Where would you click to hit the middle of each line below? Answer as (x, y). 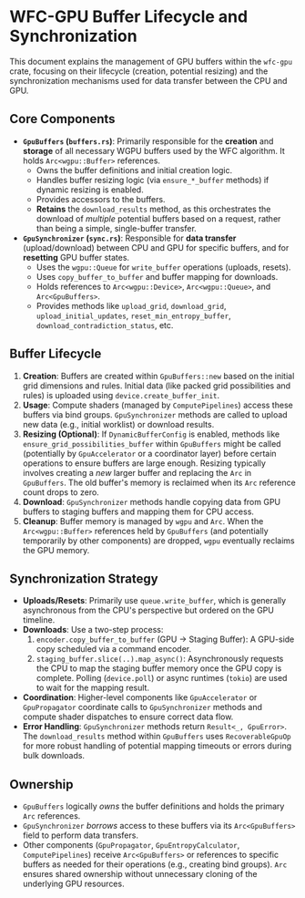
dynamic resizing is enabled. (90, 190)
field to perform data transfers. (81, 835)
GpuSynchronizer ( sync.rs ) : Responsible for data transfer (129, 238)
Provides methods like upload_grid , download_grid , (131, 305)
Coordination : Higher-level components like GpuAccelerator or (140, 697)
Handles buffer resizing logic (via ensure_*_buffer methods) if (152, 180)
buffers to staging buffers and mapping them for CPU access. (138, 511)
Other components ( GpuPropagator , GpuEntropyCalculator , (131, 845)
